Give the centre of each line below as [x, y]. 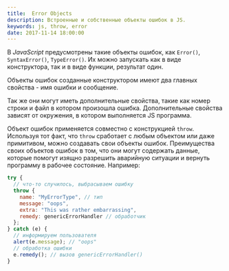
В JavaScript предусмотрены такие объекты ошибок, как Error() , [104, 52]
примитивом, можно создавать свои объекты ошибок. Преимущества [111, 143]
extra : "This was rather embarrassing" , [78, 210]
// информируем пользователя [55, 236]
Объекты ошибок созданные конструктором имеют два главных [102, 80]
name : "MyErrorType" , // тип [61, 197]
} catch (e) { [28, 229]
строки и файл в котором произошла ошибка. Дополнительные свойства [115, 108]
